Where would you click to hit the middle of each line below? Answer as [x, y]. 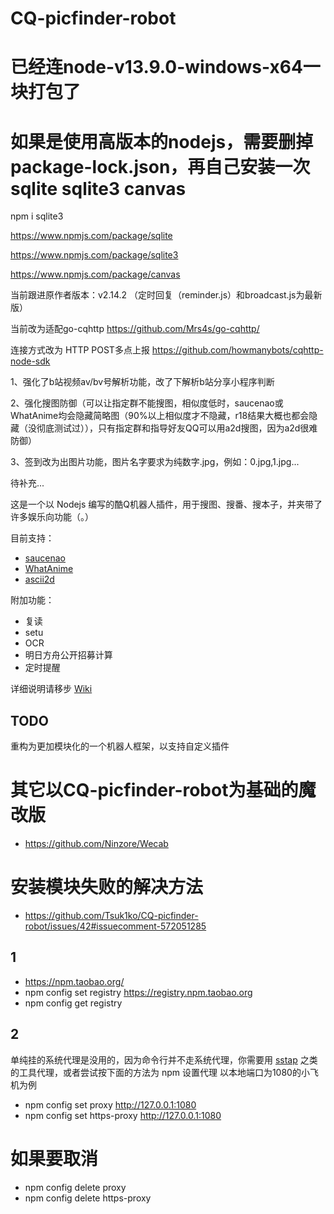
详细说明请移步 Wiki [51, 689]
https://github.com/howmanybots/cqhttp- [237, 350]
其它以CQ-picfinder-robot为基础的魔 [163, 790]
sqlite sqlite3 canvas [98, 188]
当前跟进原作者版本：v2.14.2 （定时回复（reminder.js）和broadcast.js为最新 [166, 295]
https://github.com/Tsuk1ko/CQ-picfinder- [111, 915]
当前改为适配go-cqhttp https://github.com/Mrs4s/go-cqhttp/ [135, 329]
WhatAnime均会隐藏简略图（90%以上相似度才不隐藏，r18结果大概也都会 [160, 416]
